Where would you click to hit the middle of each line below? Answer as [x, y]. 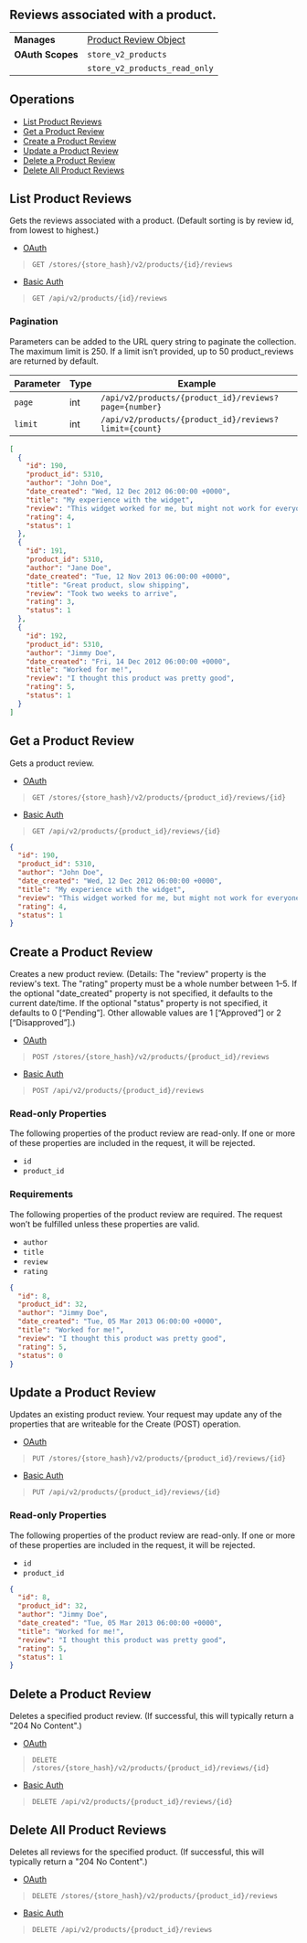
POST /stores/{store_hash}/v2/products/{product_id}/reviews [151, 1057]
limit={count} [131, 428]
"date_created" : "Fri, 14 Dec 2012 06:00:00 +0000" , [128, 662]
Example [197, 383]
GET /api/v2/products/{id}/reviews [100, 299]
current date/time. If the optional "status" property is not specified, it [138, 1003]
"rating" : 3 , [51, 602]
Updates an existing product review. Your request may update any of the [146, 1415]
